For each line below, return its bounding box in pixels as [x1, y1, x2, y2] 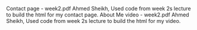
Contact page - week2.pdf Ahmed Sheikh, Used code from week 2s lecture [6, 5, 192, 12]
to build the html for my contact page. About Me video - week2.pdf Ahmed [6, 11, 189, 18]
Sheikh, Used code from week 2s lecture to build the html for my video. [6, 18, 181, 24]
